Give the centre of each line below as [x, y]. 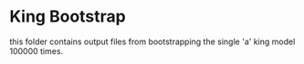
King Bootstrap [68, 17]
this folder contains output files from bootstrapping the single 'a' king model [152, 41]
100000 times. [37, 50]
